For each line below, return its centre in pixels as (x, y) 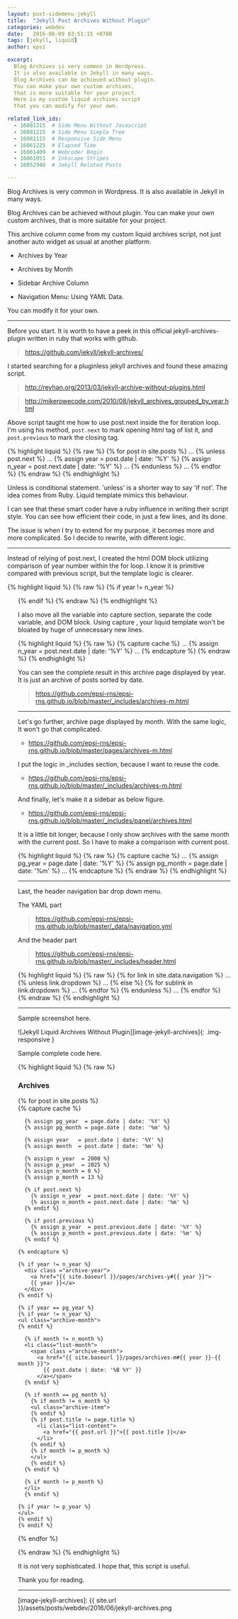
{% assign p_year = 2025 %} (67, 1165)
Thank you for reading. (51, 1580)
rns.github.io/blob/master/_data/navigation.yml (103, 926)
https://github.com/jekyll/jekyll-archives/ (84, 352)
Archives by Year (42, 255)
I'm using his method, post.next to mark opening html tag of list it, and (110, 430)
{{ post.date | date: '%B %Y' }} (92, 1370)
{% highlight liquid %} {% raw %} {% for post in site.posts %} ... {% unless (116, 451)
